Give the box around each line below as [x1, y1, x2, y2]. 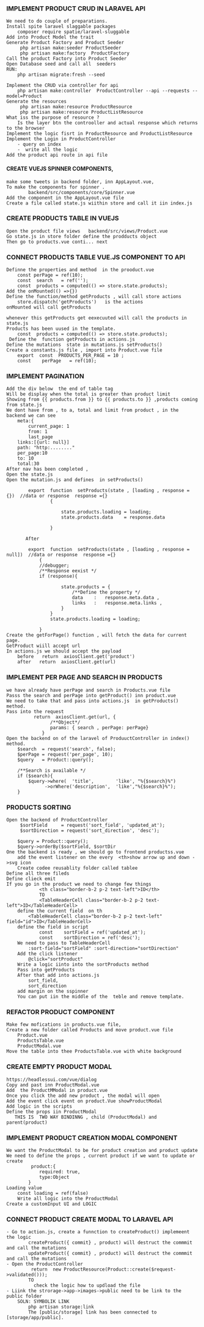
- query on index [17, 141, 62, 148]
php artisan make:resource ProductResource [20, 104, 133, 110]
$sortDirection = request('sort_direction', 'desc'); [20, 828, 160, 834]
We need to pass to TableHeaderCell [17, 940, 111, 946]
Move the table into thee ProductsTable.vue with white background [6, 1049, 182, 1055]
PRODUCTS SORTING [6, 803, 71, 812]
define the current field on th [17, 908, 103, 914]
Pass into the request [6, 708, 64, 714]
